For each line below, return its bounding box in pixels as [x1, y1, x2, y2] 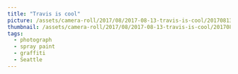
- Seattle [13, 56, 42, 63]
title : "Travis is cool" [7, 10, 81, 18]
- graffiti [13, 50, 46, 57]
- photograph [13, 37, 52, 44]
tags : [7, 30, 23, 37]
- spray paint [13, 43, 55, 50]
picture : [7, 17, 33, 24]
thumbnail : [7, 23, 40, 30]
